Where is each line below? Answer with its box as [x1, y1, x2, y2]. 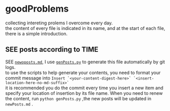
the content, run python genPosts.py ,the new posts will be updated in [5, 95, 152, 101]
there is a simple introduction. [5, 30, 68, 36]
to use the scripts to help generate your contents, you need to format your [5, 69, 161, 76]
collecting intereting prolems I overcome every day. [5, 20, 113, 26]
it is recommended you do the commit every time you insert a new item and [5, 85, 164, 91]
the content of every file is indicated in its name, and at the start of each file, [5, 25, 165, 31]
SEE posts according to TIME [5, 45, 99, 54]
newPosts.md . [5, 101, 33, 107]
